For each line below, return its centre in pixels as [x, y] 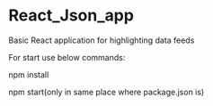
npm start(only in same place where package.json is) [106, 92]
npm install [29, 74]
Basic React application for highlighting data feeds [102, 40]
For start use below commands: [67, 57]
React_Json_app [71, 16]
